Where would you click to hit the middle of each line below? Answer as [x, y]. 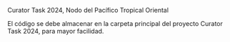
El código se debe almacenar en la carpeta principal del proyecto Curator [115, 23]
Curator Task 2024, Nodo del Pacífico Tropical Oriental [88, 10]
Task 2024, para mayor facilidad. [56, 31]
